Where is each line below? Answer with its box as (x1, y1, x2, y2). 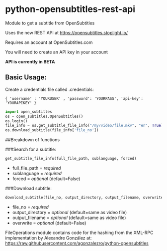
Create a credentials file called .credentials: (5, 86, 94, 92)
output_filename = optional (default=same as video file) (12, 215, 126, 221)
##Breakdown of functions (5, 137, 60, 143)
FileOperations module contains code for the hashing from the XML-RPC (5, 230, 154, 236)
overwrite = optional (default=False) (12, 220, 86, 226)
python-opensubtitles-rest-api (5, 3, 136, 15)
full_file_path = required (12, 165, 61, 171)
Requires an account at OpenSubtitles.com (5, 39, 93, 45)
